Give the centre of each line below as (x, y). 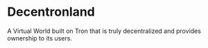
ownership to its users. (40, 38)
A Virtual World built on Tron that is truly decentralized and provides (104, 31)
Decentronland (51, 12)
